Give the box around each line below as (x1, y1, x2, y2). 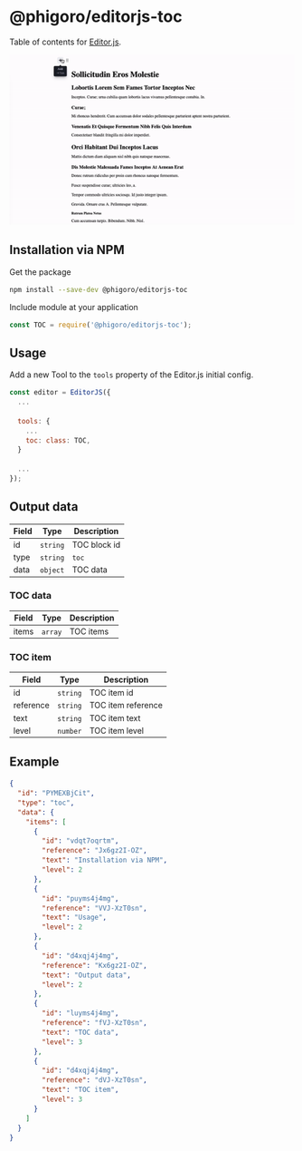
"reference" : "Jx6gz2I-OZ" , (42, 846, 147, 855)
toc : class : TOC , (25, 435, 91, 445)
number (57, 727, 82, 736)
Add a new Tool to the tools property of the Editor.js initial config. (9, 369, 254, 380)
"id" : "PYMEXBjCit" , (17, 789, 95, 798)
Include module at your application (9, 301, 138, 312)
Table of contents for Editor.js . (9, 36, 122, 47)
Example (9, 754, 60, 769)
